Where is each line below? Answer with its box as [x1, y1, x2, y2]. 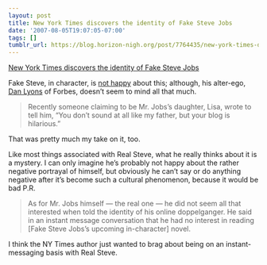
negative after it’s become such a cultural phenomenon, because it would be [8, 175, 259, 185]
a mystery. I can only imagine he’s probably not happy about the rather [8, 158, 240, 167]
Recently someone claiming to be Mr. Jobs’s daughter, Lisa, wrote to [27, 102, 252, 112]
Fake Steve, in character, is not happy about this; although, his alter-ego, [8, 79, 246, 88]
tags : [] [8, 33, 37, 42]
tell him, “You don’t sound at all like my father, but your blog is [27, 110, 230, 120]
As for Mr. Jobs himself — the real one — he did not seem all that [27, 199, 242, 209]
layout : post [8, 11, 52, 20]
